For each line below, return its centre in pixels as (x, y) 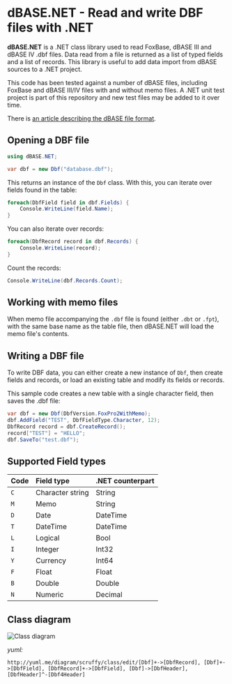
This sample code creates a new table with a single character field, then (110, 394)
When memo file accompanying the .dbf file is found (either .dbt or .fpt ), (113, 319)
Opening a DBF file (48, 140)
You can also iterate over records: (56, 229)
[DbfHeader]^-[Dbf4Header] (46, 675)
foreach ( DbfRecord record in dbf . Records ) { (73, 242)
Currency (51, 561)
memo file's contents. (38, 334)
